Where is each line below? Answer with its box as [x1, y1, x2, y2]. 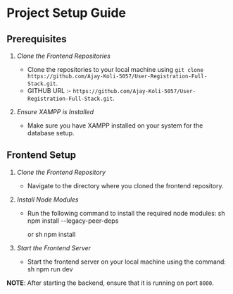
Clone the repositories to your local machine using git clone [27, 66, 203, 73]
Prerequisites [6, 33, 67, 45]
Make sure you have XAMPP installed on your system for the [27, 121, 203, 130]
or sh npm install [27, 230, 76, 238]
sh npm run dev [27, 264, 73, 273]
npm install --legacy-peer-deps [27, 216, 119, 225]
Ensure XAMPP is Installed [16, 108, 94, 116]
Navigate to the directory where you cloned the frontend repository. [27, 181, 224, 190]
